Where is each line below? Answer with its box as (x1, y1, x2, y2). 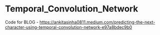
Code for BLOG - (5, 19, 39, 25)
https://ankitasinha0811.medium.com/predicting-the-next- (39, 19, 156, 25)
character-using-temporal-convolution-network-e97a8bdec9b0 (5, 24, 132, 30)
